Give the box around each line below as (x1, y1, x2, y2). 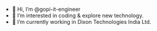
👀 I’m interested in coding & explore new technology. (12, 12, 144, 19)
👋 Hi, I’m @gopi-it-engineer (12, 6, 81, 13)
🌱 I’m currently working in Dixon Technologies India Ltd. (12, 18, 152, 25)
